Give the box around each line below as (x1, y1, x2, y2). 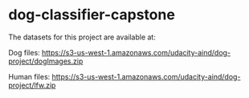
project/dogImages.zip (8, 56, 84, 66)
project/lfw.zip (8, 80, 56, 90)
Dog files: (8, 47, 40, 57)
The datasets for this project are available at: (8, 32, 157, 42)
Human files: (8, 71, 51, 81)
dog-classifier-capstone (8, 6, 175, 24)
